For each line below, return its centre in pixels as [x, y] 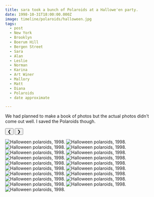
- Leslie [19, 61]
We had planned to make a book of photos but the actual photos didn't [77, 116]
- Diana [18, 88]
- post [16, 28]
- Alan [16, 56]
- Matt [16, 84]
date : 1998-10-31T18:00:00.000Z [38, 14]
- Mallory [20, 79]
